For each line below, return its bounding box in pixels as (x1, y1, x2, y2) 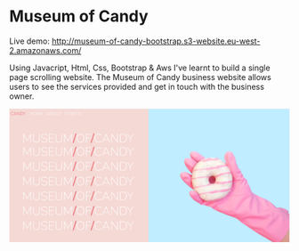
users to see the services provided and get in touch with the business (9, 81, 265, 92)
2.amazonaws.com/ (9, 45, 82, 55)
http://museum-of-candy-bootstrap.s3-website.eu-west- (52, 36, 261, 46)
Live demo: (9, 36, 51, 46)
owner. (9, 91, 35, 101)
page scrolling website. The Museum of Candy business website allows (9, 71, 271, 82)
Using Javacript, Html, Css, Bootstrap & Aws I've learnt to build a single (9, 62, 271, 73)
